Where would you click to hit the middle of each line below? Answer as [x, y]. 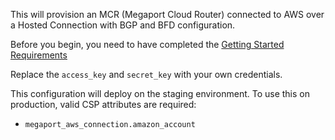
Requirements [39, 55]
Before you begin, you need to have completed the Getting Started [147, 44]
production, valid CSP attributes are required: [103, 104]
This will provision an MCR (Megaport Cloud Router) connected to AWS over [167, 14]
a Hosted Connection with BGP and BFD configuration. [123, 25]
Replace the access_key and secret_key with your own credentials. [146, 74]
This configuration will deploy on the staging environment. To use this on [160, 93]
